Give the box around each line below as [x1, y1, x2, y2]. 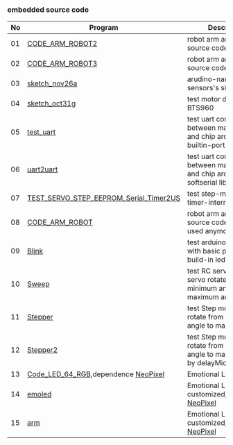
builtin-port [187, 140, 225, 150]
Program [89, 23, 119, 33]
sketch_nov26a [27, 78, 78, 88]
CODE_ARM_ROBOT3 [27, 59, 98, 69]
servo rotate [187, 275, 227, 285]
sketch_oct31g [27, 99, 76, 108]
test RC [187, 266, 212, 276]
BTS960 [187, 103, 214, 112]
